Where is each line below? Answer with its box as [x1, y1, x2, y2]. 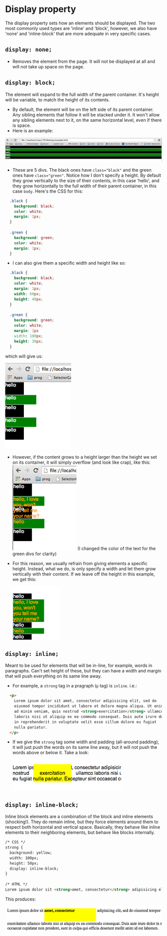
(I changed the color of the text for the [77, 545, 156, 551]
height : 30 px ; [14, 338, 43, 344]
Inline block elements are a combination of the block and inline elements [5, 814, 153, 820]
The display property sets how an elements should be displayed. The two [5, 20, 156, 26]
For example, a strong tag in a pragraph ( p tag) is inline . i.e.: [12, 683, 137, 689]
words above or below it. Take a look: [12, 750, 89, 756]
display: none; [5, 46, 52, 53]
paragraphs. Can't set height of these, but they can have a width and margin [5, 668, 162, 674]
